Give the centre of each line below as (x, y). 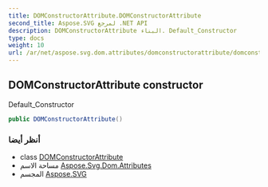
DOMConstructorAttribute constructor (106, 85)
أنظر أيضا (24, 139)
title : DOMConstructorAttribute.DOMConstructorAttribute (105, 16)
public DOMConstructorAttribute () (66, 119)
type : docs (26, 38)
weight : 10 (26, 46)
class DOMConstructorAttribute (71, 157)
